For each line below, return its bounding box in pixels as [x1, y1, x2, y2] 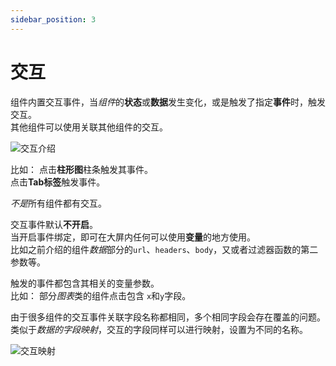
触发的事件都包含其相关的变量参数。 [10, 277, 160, 289]
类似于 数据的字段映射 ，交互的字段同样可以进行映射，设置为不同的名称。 [10, 323, 308, 335]
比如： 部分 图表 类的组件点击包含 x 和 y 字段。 [10, 289, 192, 301]
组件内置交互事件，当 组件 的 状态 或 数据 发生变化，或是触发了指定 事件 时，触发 [10, 96, 326, 108]
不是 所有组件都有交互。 [10, 197, 107, 209]
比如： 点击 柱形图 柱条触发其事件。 [10, 163, 153, 175]
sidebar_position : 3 [10, 14, 97, 25]
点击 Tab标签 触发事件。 [10, 176, 106, 188]
